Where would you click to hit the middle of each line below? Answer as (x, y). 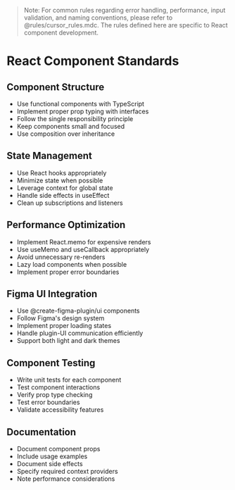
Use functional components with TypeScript (81, 104)
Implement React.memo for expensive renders (84, 241)
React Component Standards (93, 61)
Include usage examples (52, 456)
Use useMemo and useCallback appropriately (83, 249)
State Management (49, 156)
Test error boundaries (48, 402)
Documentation (42, 432)
